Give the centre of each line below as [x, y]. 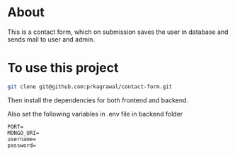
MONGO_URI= [23, 133]
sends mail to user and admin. [51, 39]
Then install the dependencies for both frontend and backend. [98, 100]
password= [22, 145]
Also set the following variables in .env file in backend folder [95, 114]
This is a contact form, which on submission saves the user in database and [118, 32]
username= [22, 139]
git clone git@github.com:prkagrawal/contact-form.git [90, 86]
